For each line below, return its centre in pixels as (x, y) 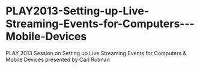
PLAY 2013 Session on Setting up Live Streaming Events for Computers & (96, 53)
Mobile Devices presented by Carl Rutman (58, 59)
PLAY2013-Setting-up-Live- (77, 11)
